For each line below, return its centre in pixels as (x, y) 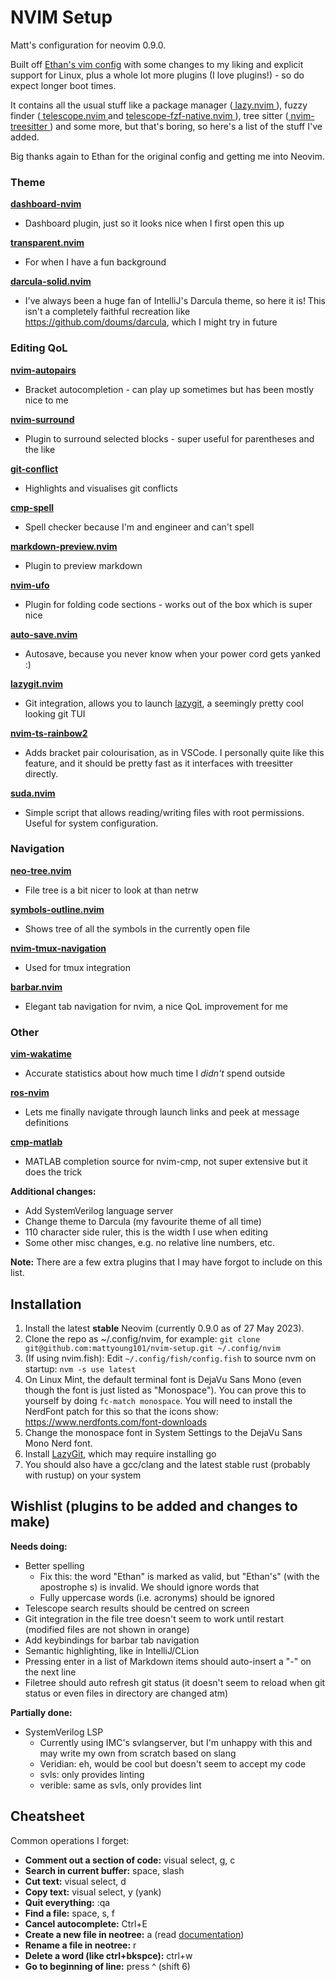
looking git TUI (55, 713)
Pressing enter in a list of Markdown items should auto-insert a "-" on (168, 1661)
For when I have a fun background (95, 262)
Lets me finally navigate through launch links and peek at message (162, 1112)
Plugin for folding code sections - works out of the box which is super (168, 604)
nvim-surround (42, 419)
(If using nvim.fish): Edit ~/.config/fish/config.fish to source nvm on (170, 1358)
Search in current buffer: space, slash (104, 1870)
